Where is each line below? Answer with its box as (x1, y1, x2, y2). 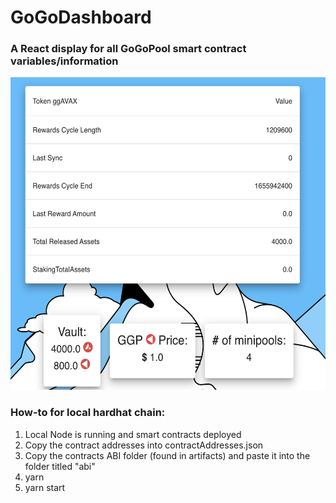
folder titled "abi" (24, 460, 96, 472)
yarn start (24, 481, 66, 493)
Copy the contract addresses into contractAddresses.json (24, 439, 264, 451)
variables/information (10, 54, 119, 68)
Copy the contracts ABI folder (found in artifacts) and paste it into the (24, 449, 311, 461)
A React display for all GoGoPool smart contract (10, 42, 247, 56)
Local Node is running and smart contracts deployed (24, 428, 242, 440)
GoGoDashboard (10, 6, 152, 29)
